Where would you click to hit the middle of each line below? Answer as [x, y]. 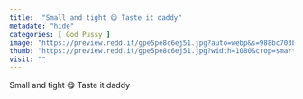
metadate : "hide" [42, 26]
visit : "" [28, 59]
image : [22, 43]
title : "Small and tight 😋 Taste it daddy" [96, 18]
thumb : [22, 51]
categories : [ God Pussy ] [60, 34]
